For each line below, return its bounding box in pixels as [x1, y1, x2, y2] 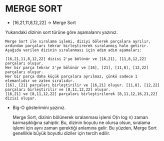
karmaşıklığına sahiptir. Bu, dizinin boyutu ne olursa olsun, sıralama [12, 119, 150, 125]
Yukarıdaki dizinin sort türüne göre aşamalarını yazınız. [5, 29, 118, 35]
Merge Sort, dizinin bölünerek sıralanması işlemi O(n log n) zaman [12, 114, 148, 120]
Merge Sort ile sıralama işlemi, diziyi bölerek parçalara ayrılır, [5, 38, 151, 44]
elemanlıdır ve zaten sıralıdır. [5, 78, 75, 83]
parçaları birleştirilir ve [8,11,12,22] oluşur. [5, 87, 111, 92]
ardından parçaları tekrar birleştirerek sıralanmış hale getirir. [5, 43, 149, 48]
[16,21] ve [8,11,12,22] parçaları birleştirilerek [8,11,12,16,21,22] [5, 91, 157, 96]
